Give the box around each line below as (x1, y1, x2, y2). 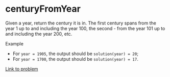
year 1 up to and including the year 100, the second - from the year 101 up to (5, 25, 165, 31)
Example (5, 40, 24, 46)
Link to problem (5, 66, 38, 72)
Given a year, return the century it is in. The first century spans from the (5, 20, 157, 26)
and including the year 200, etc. (5, 31, 72, 37)
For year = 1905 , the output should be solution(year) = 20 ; (12, 50, 139, 57)
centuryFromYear (5, 3, 81, 15)
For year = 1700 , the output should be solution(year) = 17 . (12, 56, 139, 62)
